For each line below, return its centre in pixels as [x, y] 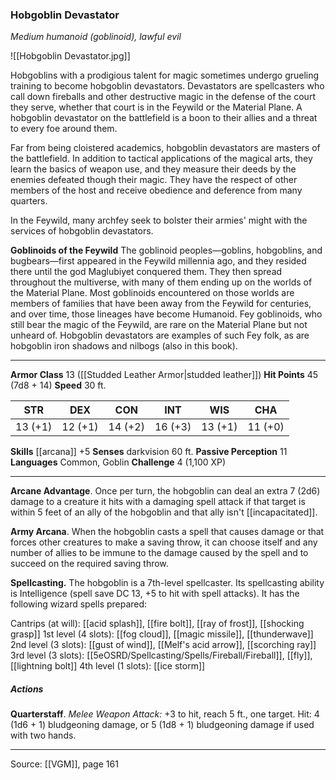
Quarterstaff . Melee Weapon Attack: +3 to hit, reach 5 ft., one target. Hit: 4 [165, 714]
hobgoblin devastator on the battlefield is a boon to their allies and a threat [164, 118]
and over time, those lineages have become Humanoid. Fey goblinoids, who [166, 314]
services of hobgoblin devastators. [82, 231]
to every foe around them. [64, 129]
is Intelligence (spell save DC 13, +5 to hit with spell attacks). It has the [155, 594]
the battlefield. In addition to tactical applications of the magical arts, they [161, 159]
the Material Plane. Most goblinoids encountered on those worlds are [152, 293]
